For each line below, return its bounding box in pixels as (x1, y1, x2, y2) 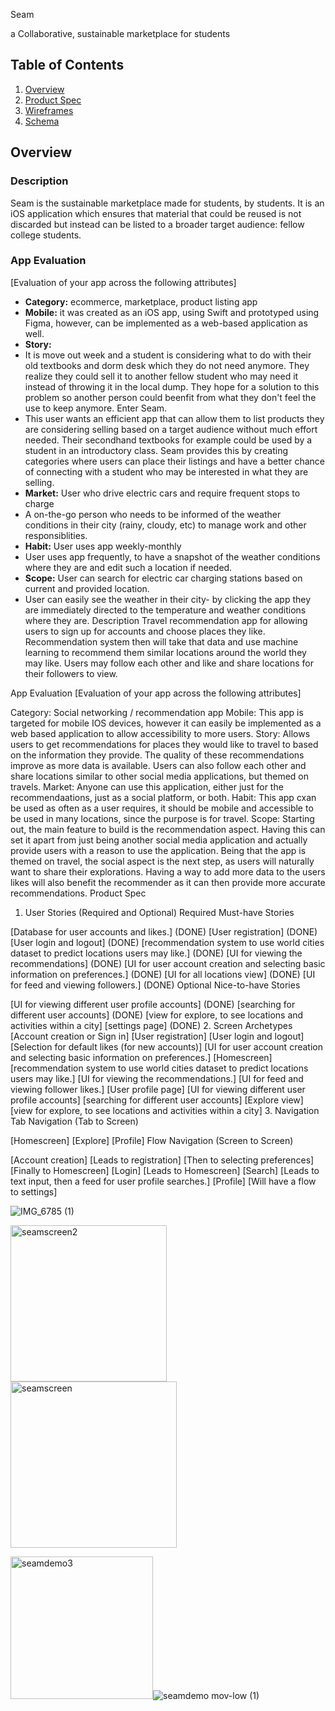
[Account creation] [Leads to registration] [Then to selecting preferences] (10, 1154, 315, 1166)
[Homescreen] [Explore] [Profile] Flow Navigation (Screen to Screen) (10, 1134, 294, 1146)
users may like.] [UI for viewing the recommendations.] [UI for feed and (10, 1072, 304, 1084)
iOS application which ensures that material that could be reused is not (10, 207, 302, 219)
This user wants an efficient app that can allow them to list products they (24, 412, 325, 424)
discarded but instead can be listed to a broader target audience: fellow (10, 218, 305, 230)
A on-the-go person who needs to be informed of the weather (24, 508, 282, 520)
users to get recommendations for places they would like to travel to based (10, 738, 319, 750)
